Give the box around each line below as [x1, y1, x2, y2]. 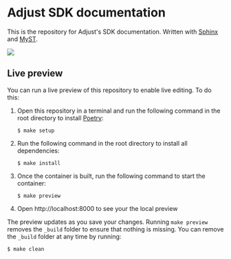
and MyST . [7, 34, 38, 43]
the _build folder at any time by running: [7, 232, 122, 240]
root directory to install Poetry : [16, 113, 104, 122]
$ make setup [16, 127, 55, 134]
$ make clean [7, 245, 45, 252]
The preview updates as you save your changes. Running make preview [7, 218, 208, 226]
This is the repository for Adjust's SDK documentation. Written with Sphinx [7, 27, 219, 36]
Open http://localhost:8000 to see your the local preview [16, 204, 178, 212]
